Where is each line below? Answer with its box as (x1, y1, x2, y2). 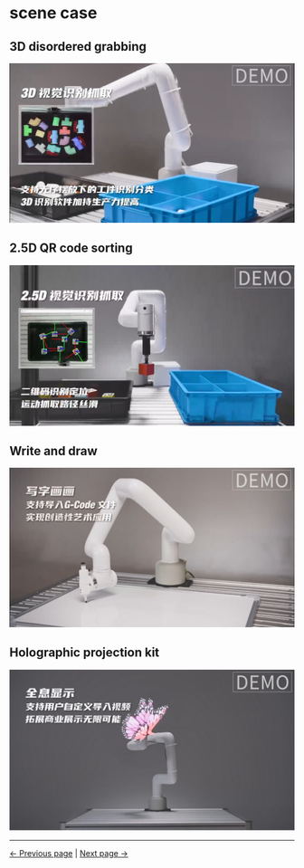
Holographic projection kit (9, 645, 160, 661)
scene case (9, 3, 98, 24)
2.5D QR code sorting (9, 241, 133, 256)
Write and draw (9, 443, 98, 459)
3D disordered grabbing (9, 39, 147, 54)
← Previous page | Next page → (9, 848, 128, 859)
